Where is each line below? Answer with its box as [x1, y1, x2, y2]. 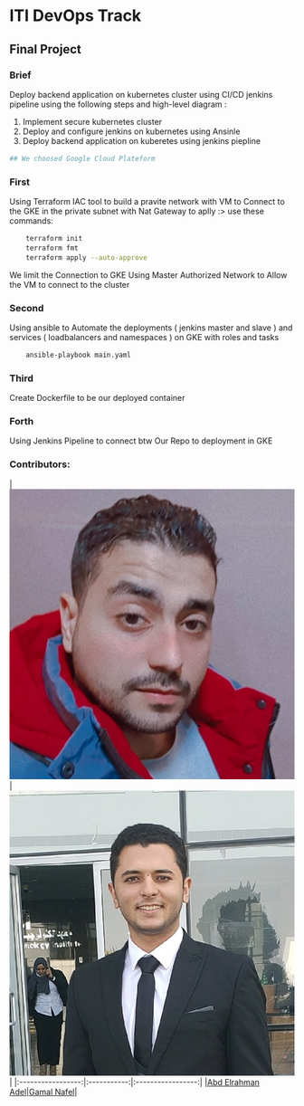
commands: [9, 215, 54, 226]
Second [9, 301, 44, 314]
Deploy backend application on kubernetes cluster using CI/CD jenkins [9, 89, 273, 100]
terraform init [25, 234, 83, 243]
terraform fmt [25, 243, 79, 253]
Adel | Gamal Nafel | [9, 1087, 78, 1098]
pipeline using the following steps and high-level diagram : [9, 99, 228, 110]
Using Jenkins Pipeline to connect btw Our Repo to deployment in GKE [9, 435, 273, 446]
